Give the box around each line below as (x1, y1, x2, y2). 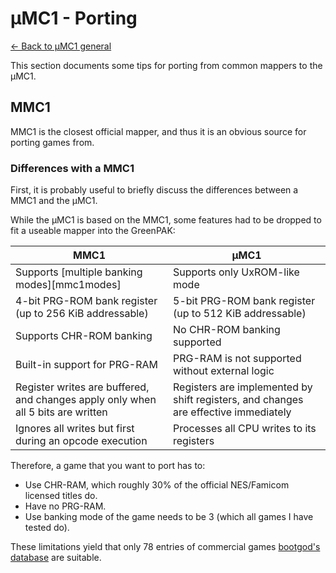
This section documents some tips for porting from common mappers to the (10, 59, 323, 71)
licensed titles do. (24, 490, 98, 502)
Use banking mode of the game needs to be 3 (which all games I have (24, 511, 314, 523)
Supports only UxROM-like (173, 265, 300, 279)
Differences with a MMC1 (10, 161, 135, 175)
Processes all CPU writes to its (173, 422, 317, 436)
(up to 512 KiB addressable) (173, 307, 307, 321)
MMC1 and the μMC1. (10, 195, 98, 207)
